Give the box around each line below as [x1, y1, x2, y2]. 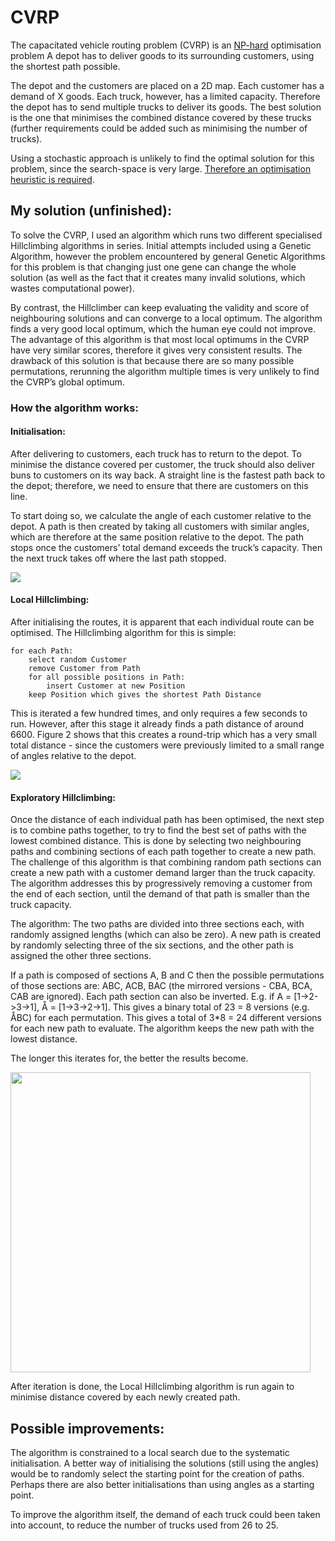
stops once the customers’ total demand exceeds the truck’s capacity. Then [10, 541, 323, 553]
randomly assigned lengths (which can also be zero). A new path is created [10, 929, 322, 941]
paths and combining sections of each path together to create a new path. [10, 846, 317, 858]
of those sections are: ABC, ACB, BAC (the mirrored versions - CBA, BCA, [10, 980, 313, 992]
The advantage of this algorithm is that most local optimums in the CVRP [10, 333, 310, 345]
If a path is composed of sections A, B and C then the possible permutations [10, 969, 325, 981]
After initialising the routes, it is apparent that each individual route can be [10, 616, 315, 628]
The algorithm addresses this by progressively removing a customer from [10, 877, 313, 890]
